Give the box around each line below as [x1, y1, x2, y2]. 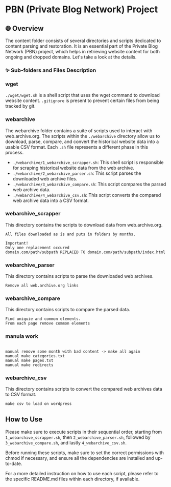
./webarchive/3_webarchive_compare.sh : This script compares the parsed [12, 181, 166, 187]
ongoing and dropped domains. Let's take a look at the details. [5, 54, 137, 60]
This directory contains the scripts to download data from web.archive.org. [5, 221, 163, 228]
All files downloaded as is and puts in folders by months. [5, 232, 136, 237]
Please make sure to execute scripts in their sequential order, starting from [5, 429, 162, 435]
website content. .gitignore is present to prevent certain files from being [5, 97, 159, 104]
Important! [5, 240, 29, 246]
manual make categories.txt [5, 353, 65, 358]
